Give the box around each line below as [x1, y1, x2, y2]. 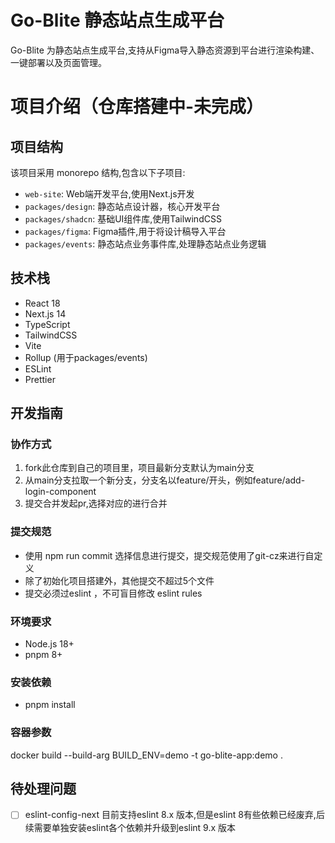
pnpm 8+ [24, 649, 63, 661]
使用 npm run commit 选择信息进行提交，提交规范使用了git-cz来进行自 [24, 549, 315, 561]
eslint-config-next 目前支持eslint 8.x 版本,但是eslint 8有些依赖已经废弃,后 [24, 809, 325, 821]
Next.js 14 [24, 307, 67, 320]
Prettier [24, 373, 56, 385]
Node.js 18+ [24, 638, 75, 650]
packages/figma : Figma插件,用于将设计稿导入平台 [24, 225, 227, 237]
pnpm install [24, 699, 76, 711]
